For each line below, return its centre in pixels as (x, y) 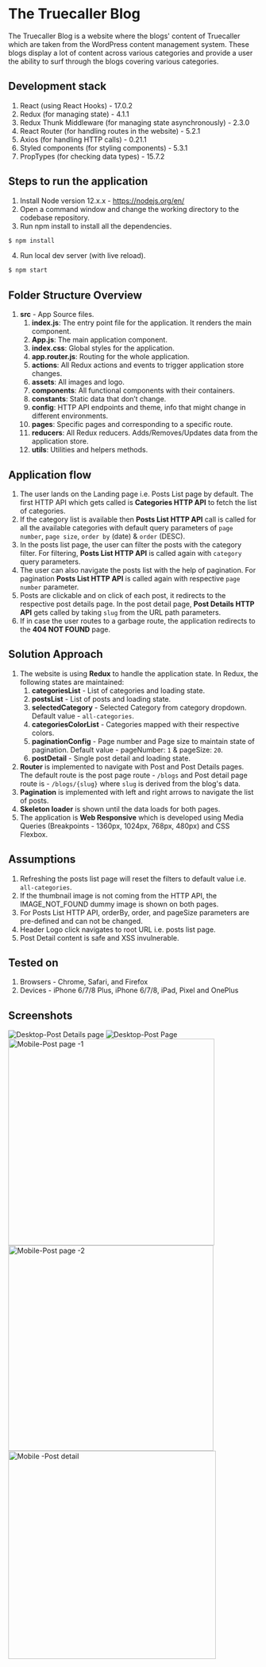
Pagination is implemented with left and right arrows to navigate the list (137, 792)
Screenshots (40, 1015)
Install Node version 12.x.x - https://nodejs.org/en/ (102, 201)
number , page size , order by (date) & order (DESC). (102, 536)
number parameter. (49, 587)
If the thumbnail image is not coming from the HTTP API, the (118, 895)
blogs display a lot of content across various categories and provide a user (131, 53)
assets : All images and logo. (78, 382)
